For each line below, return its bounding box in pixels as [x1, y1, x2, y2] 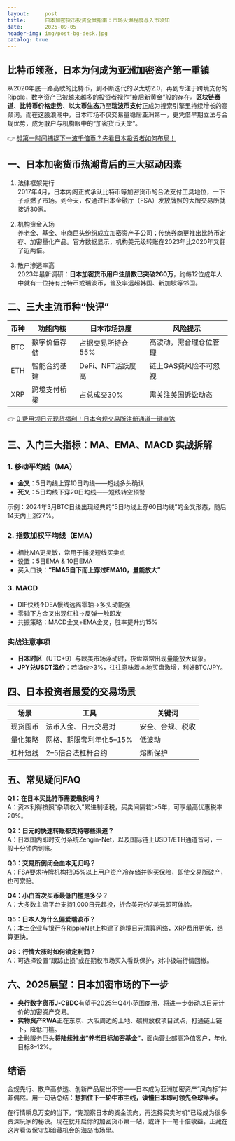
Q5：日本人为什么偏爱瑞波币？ [7, 914, 96, 923]
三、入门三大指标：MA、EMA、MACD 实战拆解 [7, 439, 213, 451]
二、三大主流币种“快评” [7, 301, 110, 313]
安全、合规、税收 [139, 722, 196, 731]
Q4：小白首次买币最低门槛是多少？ [7, 891, 108, 900]
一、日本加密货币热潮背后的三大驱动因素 [7, 158, 182, 170]
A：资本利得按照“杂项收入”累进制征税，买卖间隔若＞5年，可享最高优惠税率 [7, 802, 223, 811]
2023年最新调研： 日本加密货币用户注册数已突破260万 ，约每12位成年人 [17, 269, 222, 278]
